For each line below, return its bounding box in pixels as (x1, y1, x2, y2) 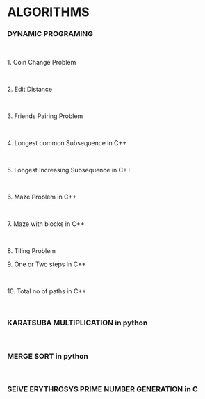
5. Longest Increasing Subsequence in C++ (7, 166, 132, 174)
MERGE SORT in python (7, 351, 88, 361)
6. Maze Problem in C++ (7, 193, 77, 202)
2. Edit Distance (7, 85, 53, 94)
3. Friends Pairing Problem (7, 112, 83, 120)
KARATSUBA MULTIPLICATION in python (7, 318, 148, 327)
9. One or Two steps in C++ (7, 260, 86, 268)
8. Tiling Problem (7, 247, 56, 255)
